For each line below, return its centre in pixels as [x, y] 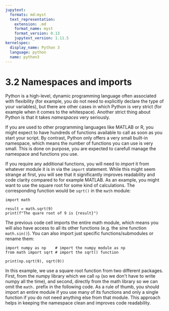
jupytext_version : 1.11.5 [42, 38]
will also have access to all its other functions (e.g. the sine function [76, 228]
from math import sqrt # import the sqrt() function [62, 253]
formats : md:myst [28, 15]
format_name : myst [34, 29]
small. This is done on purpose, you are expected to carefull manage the [81, 149]
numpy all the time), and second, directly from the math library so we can [81, 282]
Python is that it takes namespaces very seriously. [58, 117]
